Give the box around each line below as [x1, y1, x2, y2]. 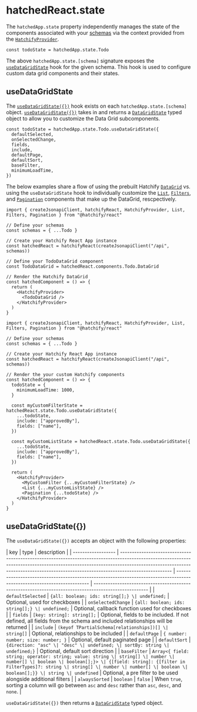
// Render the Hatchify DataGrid [6, 274, 88, 280]
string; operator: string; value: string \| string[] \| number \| [6, 654, 175, 660]
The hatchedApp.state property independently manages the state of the [6, 23, 180, 30]
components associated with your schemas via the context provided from [6, 29, 185, 36]
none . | [6, 688, 22, 695]
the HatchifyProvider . [6, 35, 59, 42]
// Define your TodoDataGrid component [6, 258, 104, 264]
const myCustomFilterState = [11, 402, 83, 408]
